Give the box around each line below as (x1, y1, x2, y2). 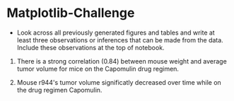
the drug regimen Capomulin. (16, 85, 103, 94)
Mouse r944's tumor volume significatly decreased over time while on (16, 78, 222, 86)
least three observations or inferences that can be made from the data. (16, 35, 223, 44)
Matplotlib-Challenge (6, 5, 135, 21)
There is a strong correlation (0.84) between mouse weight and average (16, 57, 227, 65)
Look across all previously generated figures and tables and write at (16, 28, 215, 37)
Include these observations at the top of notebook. (16, 43, 165, 52)
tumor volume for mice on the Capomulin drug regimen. (16, 64, 180, 73)
